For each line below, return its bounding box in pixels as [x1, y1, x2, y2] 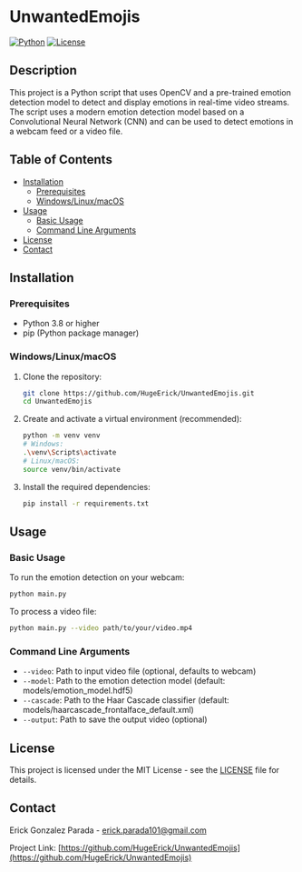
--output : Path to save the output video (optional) [22, 714, 208, 725]
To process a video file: [9, 606, 97, 617]
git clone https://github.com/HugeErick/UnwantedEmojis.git [22, 388, 255, 397]
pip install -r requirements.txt [22, 498, 150, 508]
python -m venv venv [22, 431, 101, 440]
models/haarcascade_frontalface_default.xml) [22, 705, 195, 716]
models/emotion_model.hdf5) [22, 685, 133, 697]
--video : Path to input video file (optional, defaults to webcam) [22, 666, 257, 677]
